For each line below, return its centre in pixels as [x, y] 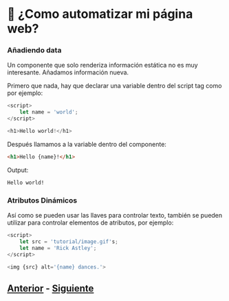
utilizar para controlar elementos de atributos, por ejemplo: [90, 222]
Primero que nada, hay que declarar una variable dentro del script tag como [115, 86]
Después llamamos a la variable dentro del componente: [87, 144]
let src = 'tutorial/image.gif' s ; [69, 241]
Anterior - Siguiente [51, 288]
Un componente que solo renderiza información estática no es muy [102, 65]
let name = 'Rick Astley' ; [58, 248]
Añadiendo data [34, 50]
